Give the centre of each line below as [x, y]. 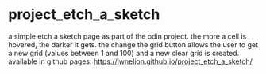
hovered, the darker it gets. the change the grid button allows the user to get [133, 44]
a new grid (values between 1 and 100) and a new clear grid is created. [124, 53]
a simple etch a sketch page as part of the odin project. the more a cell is [127, 36]
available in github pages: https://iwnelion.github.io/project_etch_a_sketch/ [130, 61]
